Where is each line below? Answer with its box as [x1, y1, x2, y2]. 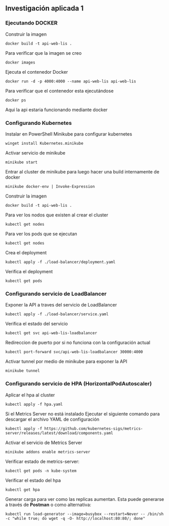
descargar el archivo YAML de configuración [5, 416, 100, 422]
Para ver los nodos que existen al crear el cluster [5, 212, 109, 218]
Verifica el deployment [5, 268, 53, 274]
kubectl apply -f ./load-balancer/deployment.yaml [5, 259, 116, 265]
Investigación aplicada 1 [5, 4, 83, 13]
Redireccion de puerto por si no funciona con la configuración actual [5, 340, 151, 346]
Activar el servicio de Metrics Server [5, 440, 82, 446]
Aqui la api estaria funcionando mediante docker [5, 106, 108, 113]
